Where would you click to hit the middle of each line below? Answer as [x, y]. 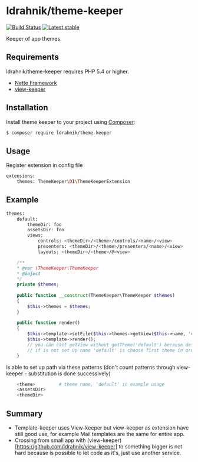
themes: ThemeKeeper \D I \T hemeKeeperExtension [74, 182]
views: [35, 235]
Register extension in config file [44, 165]
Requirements [32, 57]
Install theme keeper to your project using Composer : [71, 122]
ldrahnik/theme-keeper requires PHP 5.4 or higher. [68, 71]
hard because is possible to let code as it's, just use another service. [98, 453]
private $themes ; [38, 284]
